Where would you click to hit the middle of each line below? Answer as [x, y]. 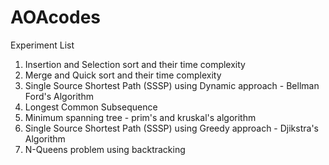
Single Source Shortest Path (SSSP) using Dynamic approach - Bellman [172, 85]
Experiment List [42, 45]
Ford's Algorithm [59, 96]
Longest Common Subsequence [91, 107]
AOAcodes [56, 17]
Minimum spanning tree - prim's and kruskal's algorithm [140, 117]
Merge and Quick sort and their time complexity [123, 75]
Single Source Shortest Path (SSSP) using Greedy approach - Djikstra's [171, 128]
